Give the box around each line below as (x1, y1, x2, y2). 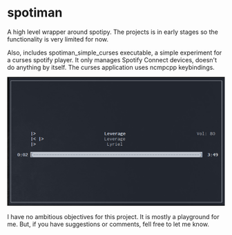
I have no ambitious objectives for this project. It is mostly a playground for (7, 213, 220, 221)
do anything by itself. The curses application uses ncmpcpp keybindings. (7, 63, 215, 71)
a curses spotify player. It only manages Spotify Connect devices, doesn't (7, 55, 217, 64)
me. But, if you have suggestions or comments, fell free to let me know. (7, 220, 209, 229)
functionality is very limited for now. (7, 35, 109, 43)
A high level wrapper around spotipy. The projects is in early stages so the (7, 28, 219, 36)
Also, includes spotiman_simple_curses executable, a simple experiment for (7, 48, 222, 57)
